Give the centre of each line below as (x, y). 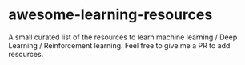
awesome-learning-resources (110, 15)
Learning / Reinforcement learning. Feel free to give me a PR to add (119, 45)
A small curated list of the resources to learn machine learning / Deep (123, 37)
